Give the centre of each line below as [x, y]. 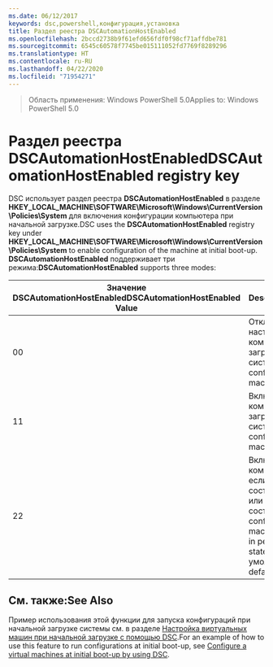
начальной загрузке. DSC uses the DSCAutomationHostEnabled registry [132, 224]
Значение [127, 287]
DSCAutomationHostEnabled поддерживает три [92, 259]
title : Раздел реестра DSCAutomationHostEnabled [92, 31]
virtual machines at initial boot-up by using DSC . [89, 655]
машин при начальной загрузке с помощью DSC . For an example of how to [136, 637]
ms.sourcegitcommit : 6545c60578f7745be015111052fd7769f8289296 [118, 46]
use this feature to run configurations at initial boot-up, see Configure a [128, 646]
